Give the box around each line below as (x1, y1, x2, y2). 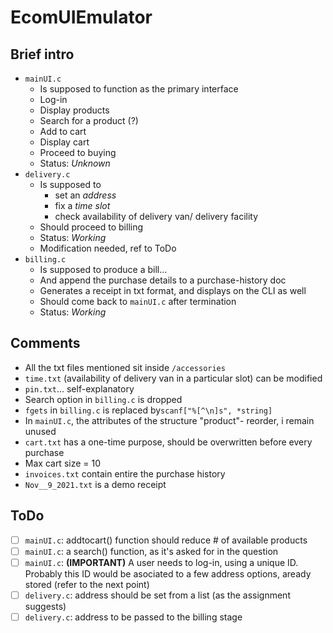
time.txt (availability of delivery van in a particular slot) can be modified (24, 372, 323, 384)
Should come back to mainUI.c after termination (39, 296, 237, 307)
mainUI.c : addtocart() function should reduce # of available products (24, 534, 308, 546)
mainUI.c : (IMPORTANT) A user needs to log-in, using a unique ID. (24, 556, 299, 568)
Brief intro (10, 46, 75, 63)
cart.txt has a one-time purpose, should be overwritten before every (24, 436, 313, 448)
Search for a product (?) (39, 115, 139, 126)
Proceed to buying (39, 147, 117, 158)
